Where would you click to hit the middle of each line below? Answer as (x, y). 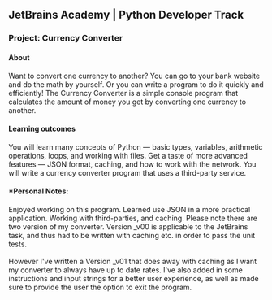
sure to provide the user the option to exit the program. (100, 287)
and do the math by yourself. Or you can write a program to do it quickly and (136, 84)
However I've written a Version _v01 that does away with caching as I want (133, 261)
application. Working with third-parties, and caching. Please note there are (133, 218)
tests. (17, 244)
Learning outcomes (42, 129)
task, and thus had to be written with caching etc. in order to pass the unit (132, 235)
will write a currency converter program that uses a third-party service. (127, 172)
